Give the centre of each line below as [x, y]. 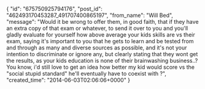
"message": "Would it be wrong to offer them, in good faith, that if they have [102, 22]
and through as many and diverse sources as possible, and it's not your [97, 48]
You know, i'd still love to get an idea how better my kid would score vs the [101, 67]
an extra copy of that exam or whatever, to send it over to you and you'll [97, 28]
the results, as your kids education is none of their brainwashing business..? [102, 61]
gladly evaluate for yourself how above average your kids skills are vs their [101, 35]
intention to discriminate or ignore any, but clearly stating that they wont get [102, 54]
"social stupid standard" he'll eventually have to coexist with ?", [87, 73]
